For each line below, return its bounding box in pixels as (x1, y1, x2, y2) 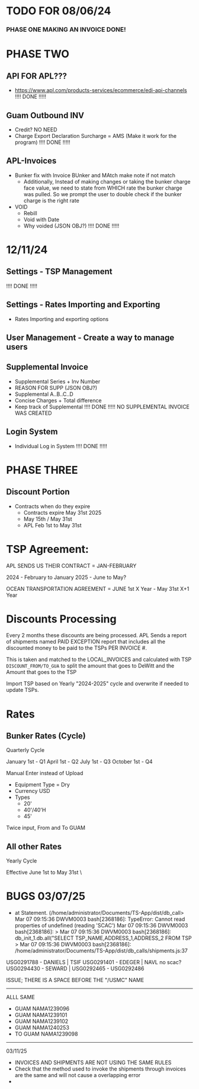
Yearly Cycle (6, 857, 37, 864)
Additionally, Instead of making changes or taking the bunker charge (23, 178, 191, 185)
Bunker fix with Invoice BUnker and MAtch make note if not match (14, 171, 176, 179)
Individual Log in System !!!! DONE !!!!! (14, 442, 108, 449)
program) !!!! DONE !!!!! (14, 139, 70, 146)
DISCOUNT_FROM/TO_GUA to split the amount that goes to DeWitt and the (6, 662, 175, 669)
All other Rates (6, 841, 62, 851)
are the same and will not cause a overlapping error (14, 1072, 141, 1079)
